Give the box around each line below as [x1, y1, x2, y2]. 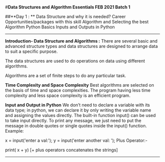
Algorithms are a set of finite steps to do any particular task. [5, 73, 127, 78]
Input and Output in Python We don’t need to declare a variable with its [5, 102, 150, 108]
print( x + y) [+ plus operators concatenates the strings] [5, 147, 118, 153]
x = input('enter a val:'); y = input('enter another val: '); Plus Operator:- [5, 138, 148, 143]
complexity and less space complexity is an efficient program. [5, 93, 131, 98]
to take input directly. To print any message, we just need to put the [5, 117, 141, 123]
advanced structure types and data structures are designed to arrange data [5, 44, 158, 49]
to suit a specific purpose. [5, 48, 58, 54]
